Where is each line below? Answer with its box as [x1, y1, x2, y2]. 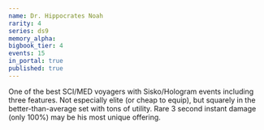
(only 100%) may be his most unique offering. [8, 112, 161, 122]
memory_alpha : [8, 34, 57, 43]
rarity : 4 [8, 19, 42, 27]
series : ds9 [8, 27, 49, 35]
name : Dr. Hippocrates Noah [8, 11, 104, 20]
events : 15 [8, 49, 45, 57]
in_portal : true [8, 57, 63, 65]
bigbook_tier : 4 [8, 42, 63, 50]
